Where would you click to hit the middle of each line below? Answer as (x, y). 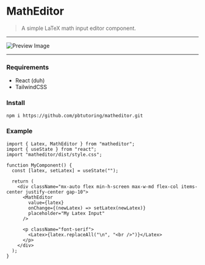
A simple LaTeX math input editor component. (78, 28)
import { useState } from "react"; (52, 149)
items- (189, 187)
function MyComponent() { (39, 165)
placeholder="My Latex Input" (67, 213)
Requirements (28, 67)
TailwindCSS (31, 87)
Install (16, 103)
